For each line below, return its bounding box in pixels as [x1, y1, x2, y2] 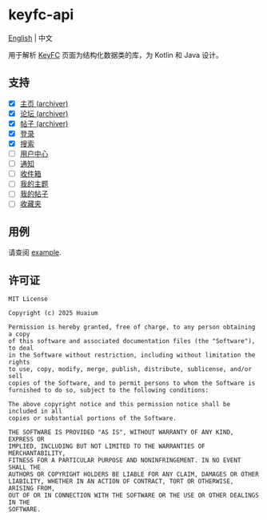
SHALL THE [8, 463, 42, 472]
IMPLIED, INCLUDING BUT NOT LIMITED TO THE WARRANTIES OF [8, 442, 205, 450]
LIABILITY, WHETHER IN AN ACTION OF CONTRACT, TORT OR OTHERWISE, [8, 478, 234, 486]
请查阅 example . [8, 248, 62, 257]
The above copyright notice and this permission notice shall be [8, 401, 230, 409]
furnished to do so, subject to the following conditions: [8, 386, 209, 394]
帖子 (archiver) [19, 119, 69, 128]
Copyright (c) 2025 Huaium [8, 309, 98, 317]
